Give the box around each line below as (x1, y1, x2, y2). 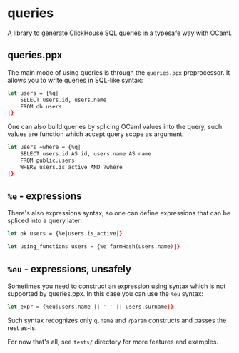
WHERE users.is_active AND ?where (20, 163, 123, 170)
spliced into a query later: (7, 216, 83, 225)
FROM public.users (20, 157, 75, 164)
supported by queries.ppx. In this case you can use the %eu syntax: (7, 290, 204, 297)
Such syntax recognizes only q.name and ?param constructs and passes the (7, 316, 227, 324)
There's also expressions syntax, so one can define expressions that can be (7, 209, 231, 218)
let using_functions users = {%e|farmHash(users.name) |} (7, 243, 180, 250)
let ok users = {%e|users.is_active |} (7, 230, 123, 237)
